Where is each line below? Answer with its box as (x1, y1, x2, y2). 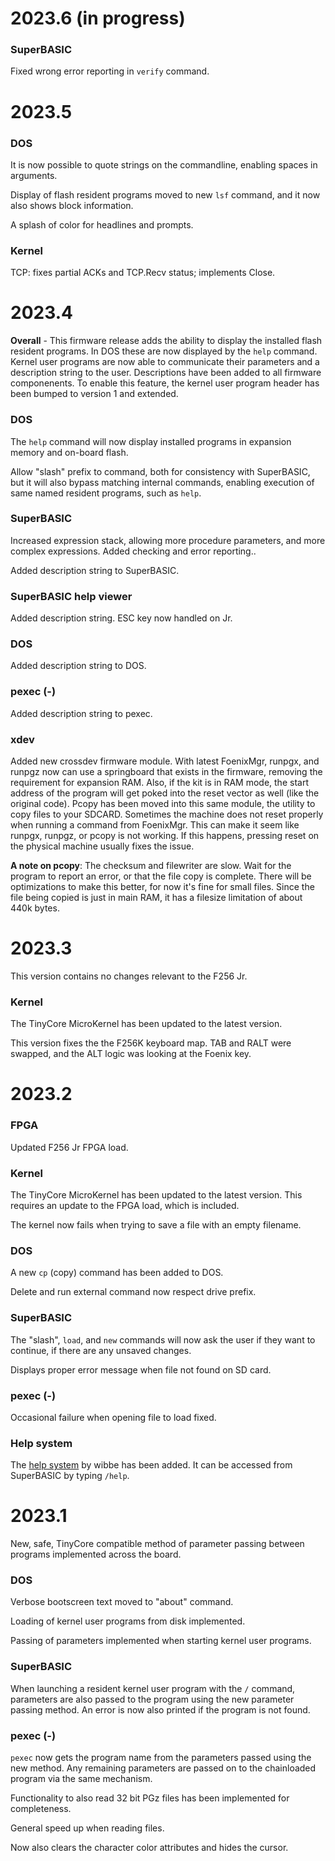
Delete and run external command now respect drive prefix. (10, 1286, 257, 1298)
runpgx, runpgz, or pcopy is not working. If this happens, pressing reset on (10, 829, 320, 841)
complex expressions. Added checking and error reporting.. (10, 545, 257, 557)
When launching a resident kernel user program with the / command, (10, 1682, 296, 1694)
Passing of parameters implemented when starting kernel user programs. (10, 1635, 312, 1647)
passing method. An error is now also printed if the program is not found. (10, 1703, 311, 1716)
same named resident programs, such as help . (10, 487, 202, 499)
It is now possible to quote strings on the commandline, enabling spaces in (10, 158, 318, 171)
